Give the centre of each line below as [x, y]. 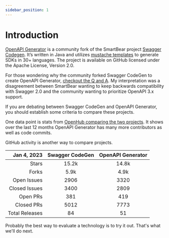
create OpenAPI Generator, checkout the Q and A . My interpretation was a [83, 80]
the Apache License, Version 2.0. [40, 65]
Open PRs [31, 196]
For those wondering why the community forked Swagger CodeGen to [79, 75]
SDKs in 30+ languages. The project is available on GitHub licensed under [82, 60]
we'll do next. [19, 231]
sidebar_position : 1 [27, 10]
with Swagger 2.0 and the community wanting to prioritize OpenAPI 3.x [79, 91]
